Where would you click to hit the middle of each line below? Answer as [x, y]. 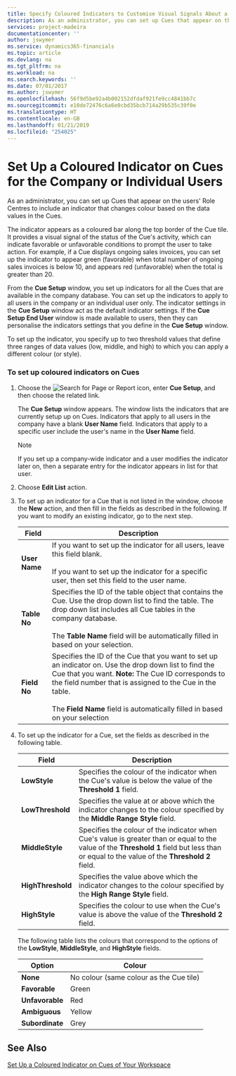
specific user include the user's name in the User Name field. [106, 431]
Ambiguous [41, 1011]
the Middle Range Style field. [127, 818]
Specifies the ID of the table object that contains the [137, 592]
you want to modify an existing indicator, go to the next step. [105, 515]
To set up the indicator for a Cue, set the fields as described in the [113, 735]
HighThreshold [46, 885]
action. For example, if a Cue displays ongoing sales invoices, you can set [114, 252]
